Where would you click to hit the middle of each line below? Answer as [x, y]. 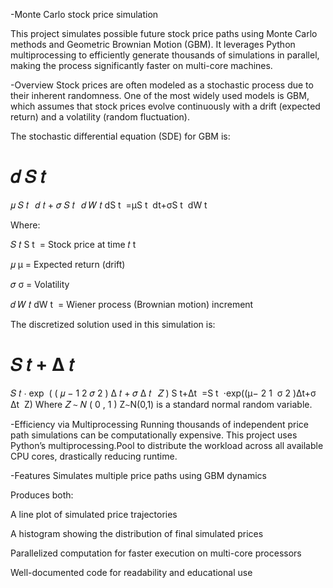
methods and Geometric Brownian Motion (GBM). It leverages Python [153, 44]
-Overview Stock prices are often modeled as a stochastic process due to [162, 85]
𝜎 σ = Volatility [40, 284]
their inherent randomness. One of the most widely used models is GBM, [160, 95]
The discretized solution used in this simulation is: [113, 324]
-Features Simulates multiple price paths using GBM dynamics [138, 475]
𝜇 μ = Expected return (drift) [68, 264]
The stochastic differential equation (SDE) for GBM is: [120, 136]
